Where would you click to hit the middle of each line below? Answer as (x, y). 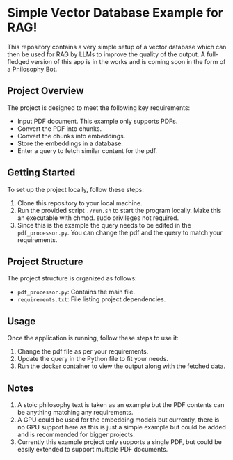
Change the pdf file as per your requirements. (83, 351)
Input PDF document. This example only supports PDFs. (97, 121)
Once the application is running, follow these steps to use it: (93, 338)
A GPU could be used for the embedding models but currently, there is (118, 420)
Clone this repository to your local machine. (80, 203)
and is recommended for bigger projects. (76, 434)
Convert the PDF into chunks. (59, 128)
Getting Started (41, 173)
